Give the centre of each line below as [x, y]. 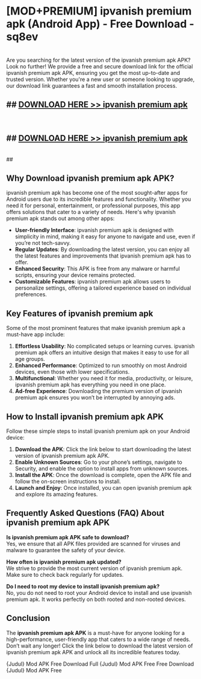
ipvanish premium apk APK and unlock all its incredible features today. [93, 652]
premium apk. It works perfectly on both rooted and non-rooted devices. [96, 599]
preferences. [31, 294]
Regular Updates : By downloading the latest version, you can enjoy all [102, 250]
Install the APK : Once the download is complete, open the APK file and [103, 475]
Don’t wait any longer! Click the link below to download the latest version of [100, 646]
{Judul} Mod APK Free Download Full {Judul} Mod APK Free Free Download [100, 664]
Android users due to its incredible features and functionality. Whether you [99, 199]
